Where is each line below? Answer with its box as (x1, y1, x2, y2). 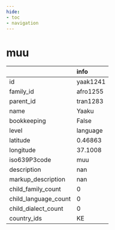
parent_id (9, 97, 36, 106)
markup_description (9, 175, 66, 184)
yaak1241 (76, 77, 106, 86)
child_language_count (9, 195, 71, 203)
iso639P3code (9, 156, 52, 164)
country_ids (9, 214, 42, 223)
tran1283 (76, 97, 104, 106)
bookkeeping (9, 117, 46, 125)
